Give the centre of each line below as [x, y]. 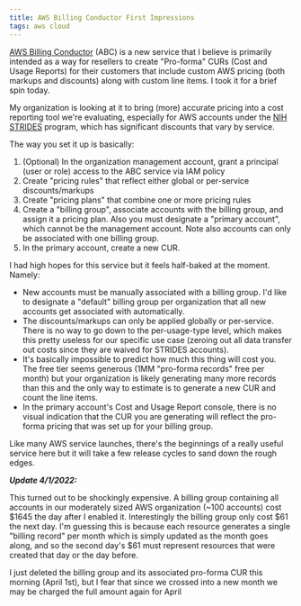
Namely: [25, 275]
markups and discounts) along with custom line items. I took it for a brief [143, 80]
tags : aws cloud [40, 26]
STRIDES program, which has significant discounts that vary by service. [142, 126]
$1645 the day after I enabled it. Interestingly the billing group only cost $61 [149, 516]
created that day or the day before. [74, 555]
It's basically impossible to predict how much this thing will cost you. [149, 359]
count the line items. [60, 397]
